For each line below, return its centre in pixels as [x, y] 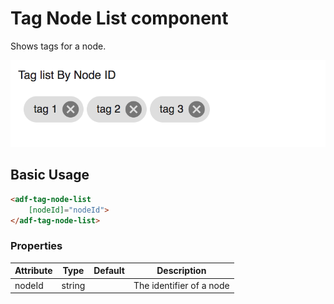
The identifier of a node [181, 285]
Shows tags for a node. [58, 46]
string [73, 285]
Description [181, 271]
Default [109, 271]
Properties [36, 246]
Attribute [33, 271]
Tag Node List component [119, 18]
